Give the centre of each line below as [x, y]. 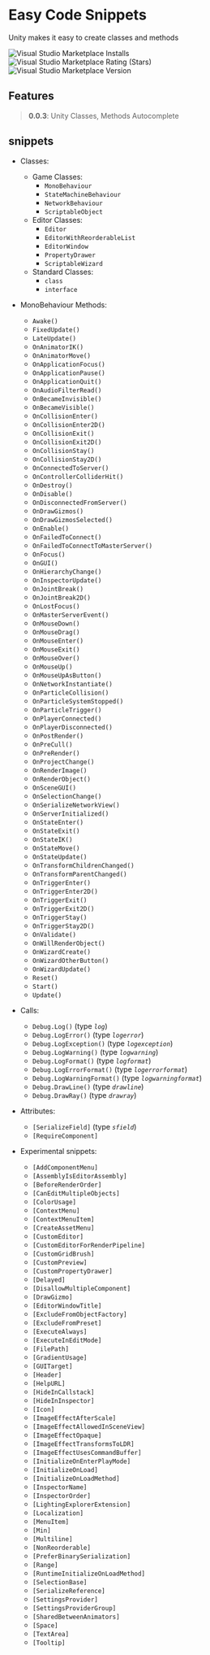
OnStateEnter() [58, 822]
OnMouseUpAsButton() [67, 675]
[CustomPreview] [60, 1262]
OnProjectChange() [63, 762]
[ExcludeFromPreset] [67, 1323]
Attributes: [38, 1111]
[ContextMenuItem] [63, 1219]
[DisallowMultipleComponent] [81, 1288]
